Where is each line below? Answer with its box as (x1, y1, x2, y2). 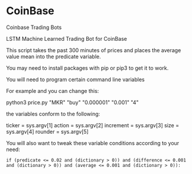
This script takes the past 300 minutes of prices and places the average (6, 46, 181, 54)
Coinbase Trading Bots (6, 24, 62, 31)
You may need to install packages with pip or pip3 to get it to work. (6, 64, 169, 72)
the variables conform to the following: (6, 110, 100, 117)
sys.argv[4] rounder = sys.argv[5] (6, 128, 89, 135)
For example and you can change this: (6, 87, 99, 94)
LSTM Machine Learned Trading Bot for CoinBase (6, 35, 127, 42)
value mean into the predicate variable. (6, 53, 102, 60)
